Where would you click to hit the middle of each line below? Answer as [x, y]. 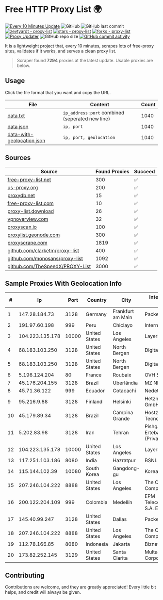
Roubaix [122, 375]
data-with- [21, 134]
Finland [94, 402]
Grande [121, 419]
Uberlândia [125, 383]
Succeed [145, 171]
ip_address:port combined [94, 113]
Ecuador [95, 391]
